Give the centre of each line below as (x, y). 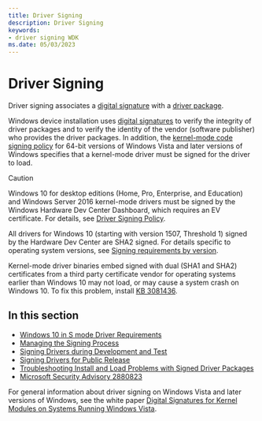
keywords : (24, 30)
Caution (21, 178)
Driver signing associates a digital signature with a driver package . (116, 106)
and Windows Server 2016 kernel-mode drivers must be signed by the (122, 202)
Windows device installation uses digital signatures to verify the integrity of (130, 121)
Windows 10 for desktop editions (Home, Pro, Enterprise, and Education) (126, 193)
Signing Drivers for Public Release (75, 360)
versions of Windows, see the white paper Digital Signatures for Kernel (123, 400)
